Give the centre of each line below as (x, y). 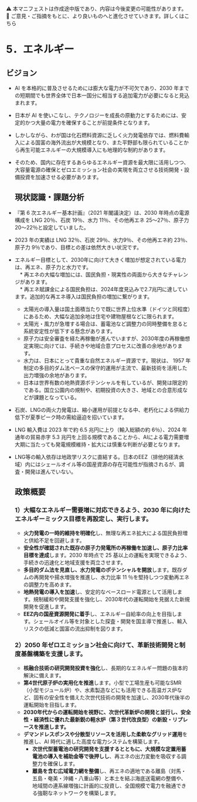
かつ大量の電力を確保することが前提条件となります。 (89, 123)
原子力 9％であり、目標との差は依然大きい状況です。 (78, 247)
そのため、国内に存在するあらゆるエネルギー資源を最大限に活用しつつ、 (102, 162)
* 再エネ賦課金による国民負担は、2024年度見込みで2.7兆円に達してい (103, 289)
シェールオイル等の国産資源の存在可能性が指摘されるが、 (110, 464)
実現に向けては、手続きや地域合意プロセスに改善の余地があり (103, 345)
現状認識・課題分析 (49, 197)
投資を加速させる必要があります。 (61, 177)
